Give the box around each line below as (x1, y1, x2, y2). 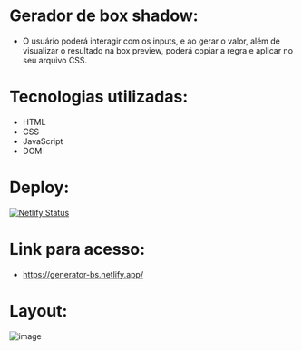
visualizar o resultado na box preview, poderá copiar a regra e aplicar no (22, 44, 293, 55)
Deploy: (9, 178, 70, 198)
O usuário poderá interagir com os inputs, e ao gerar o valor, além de (22, 35, 281, 46)
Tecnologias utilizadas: (9, 87, 189, 107)
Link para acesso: (9, 239, 146, 259)
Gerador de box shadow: (9, 5, 199, 26)
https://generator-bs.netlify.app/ (22, 268, 143, 279)
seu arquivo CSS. (22, 54, 88, 65)
